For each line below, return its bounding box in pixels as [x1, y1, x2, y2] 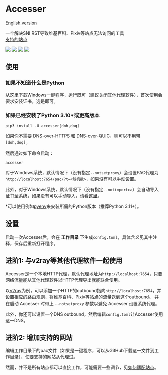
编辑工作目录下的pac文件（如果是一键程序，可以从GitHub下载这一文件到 [5, 348, 155, 354]
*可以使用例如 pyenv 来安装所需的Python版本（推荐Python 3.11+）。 [5, 203, 142, 209]
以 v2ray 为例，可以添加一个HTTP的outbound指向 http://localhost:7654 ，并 [5, 287, 162, 293]
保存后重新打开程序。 [14, 240, 58, 246]
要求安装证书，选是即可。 [5, 98, 58, 104]
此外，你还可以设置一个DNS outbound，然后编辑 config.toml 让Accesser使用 [5, 311, 163, 317]
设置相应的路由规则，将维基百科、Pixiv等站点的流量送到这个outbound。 [5, 294, 154, 300]
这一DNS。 [5, 317, 28, 323]
